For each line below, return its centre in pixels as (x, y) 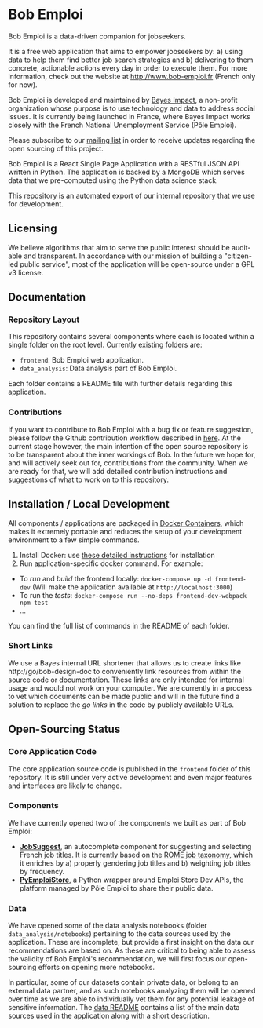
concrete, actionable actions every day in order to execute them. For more (128, 67)
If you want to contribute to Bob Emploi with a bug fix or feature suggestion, (131, 429)
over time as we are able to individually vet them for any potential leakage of (131, 999)
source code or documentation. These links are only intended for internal (126, 680)
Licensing (33, 229)
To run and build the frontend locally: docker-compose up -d (115, 578)
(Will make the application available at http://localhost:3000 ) (133, 587)
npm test (34, 603)
